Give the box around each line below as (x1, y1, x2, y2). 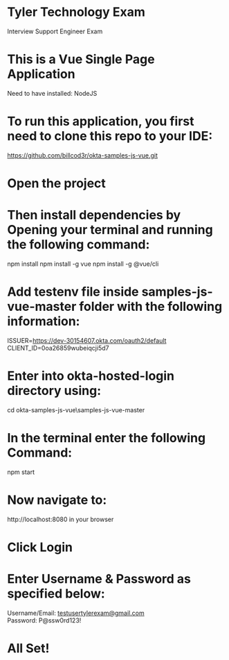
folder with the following (79, 299, 223, 314)
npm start (7, 468, 35, 476)
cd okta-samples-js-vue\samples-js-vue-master (7, 405, 145, 414)
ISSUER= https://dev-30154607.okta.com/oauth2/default (7, 336, 167, 344)
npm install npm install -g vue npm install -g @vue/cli (7, 260, 159, 268)
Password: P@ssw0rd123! (7, 616, 82, 625)
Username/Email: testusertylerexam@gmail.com (7, 609, 145, 617)
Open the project (7, 176, 106, 191)
